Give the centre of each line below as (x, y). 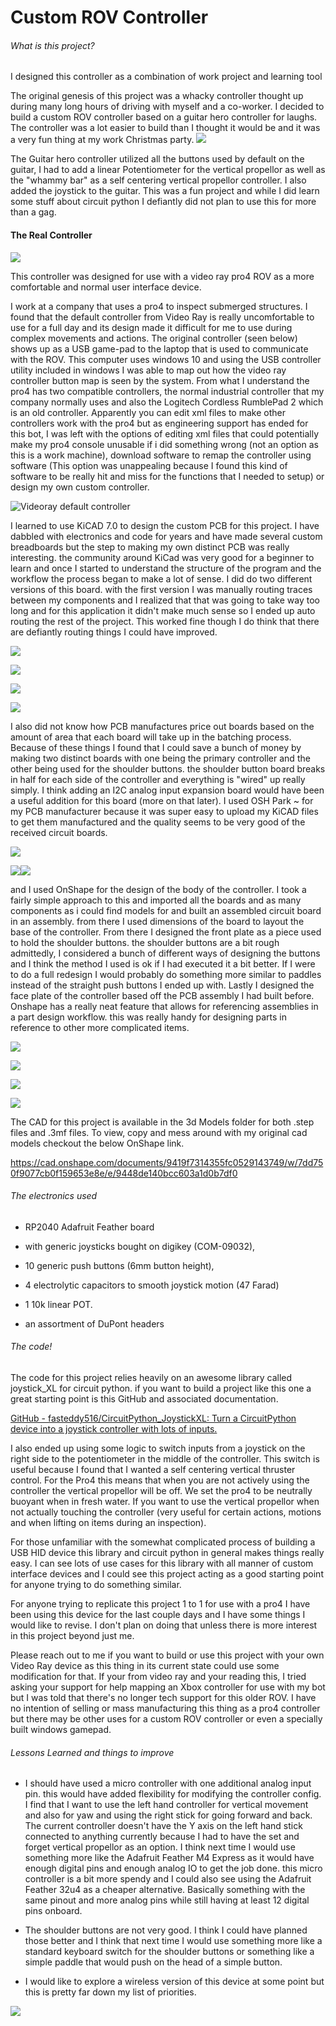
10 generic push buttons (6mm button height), (119, 1265)
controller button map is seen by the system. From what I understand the (160, 380)
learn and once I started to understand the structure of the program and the (166, 568)
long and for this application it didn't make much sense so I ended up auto (163, 610)
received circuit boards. (59, 832)
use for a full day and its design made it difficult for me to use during (151, 327)
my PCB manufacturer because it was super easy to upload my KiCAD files (164, 811)
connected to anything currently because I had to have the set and (162, 1837)
